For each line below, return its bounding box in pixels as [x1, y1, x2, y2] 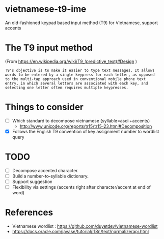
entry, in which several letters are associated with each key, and [5, 81, 148, 86]
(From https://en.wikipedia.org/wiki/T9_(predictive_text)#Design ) [5, 58, 137, 64]
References [5, 207, 53, 218]
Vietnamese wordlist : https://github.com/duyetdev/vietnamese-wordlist [12, 223, 158, 229]
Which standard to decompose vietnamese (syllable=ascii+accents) [12, 118, 150, 123]
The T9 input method [5, 42, 93, 54]
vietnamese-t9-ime [5, 3, 87, 15]
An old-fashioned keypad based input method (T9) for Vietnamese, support [5, 20, 158, 26]
